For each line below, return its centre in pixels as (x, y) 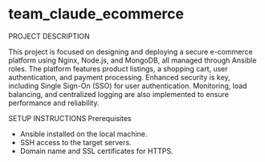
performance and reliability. (54, 103)
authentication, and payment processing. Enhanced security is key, (119, 77)
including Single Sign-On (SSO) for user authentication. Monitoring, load (128, 86)
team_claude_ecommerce (96, 14)
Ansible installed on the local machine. (84, 134)
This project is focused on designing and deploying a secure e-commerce (130, 51)
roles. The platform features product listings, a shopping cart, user (118, 68)
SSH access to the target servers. (75, 142)
